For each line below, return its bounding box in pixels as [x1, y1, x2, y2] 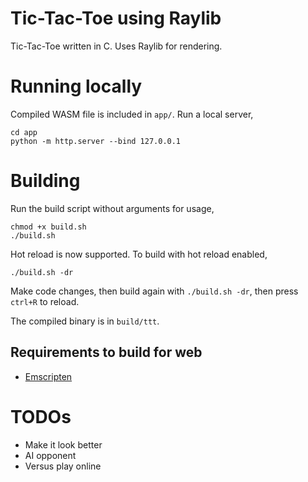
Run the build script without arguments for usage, [10, 202, 215, 214]
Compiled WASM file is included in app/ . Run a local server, [10, 108, 254, 120]
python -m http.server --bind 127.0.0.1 [10, 136, 182, 146]
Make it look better [24, 438, 103, 451]
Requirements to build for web [10, 344, 203, 361]
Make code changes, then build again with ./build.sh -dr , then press [10, 285, 299, 297]
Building [10, 170, 81, 192]
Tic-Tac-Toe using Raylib [10, 7, 222, 30]
